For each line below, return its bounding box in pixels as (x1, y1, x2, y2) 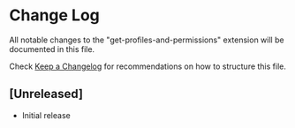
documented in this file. (9, 43, 95, 54)
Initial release (21, 109, 71, 120)
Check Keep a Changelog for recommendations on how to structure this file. (9, 61, 287, 72)
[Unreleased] (9, 87, 84, 102)
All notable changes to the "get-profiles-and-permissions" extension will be (9, 34, 284, 45)
